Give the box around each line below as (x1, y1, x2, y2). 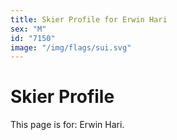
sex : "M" (10, 24, 47, 34)
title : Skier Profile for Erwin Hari (10, 14, 168, 25)
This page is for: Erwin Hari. (10, 119, 125, 131)
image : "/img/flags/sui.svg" (10, 42, 132, 53)
